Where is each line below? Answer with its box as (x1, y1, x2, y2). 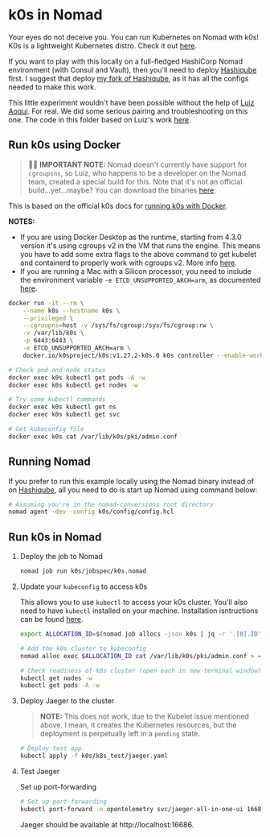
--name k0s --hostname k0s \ (22, 306, 121, 315)
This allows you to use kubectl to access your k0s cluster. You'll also (19, 598, 248, 607)
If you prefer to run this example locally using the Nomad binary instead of (8, 476, 255, 486)
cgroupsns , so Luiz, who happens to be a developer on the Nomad (27, 168, 247, 178)
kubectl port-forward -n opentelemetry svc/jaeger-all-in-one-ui (19, 805, 243, 813)
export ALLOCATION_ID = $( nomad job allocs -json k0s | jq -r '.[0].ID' (19, 630, 262, 638)
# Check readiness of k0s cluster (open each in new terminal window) (19, 666, 262, 674)
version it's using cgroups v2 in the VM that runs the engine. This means (19, 240, 261, 251)
